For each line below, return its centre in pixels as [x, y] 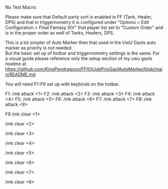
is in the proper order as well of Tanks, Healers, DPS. [60, 33]
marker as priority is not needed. [39, 48]
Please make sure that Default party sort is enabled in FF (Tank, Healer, [79, 17]
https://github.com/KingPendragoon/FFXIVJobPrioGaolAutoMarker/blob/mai [84, 69]
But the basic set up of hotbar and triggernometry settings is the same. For [82, 53]
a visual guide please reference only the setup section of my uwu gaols [79, 58]
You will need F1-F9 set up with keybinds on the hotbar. [62, 84]
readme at [16, 64]
